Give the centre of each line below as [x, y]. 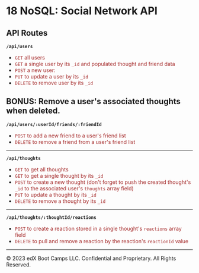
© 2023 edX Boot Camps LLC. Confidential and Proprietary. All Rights [91, 258]
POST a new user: [35, 70]
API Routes [27, 33]
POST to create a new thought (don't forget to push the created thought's [103, 182]
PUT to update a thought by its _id [55, 194]
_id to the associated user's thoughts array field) [74, 188]
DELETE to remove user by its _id [54, 83]
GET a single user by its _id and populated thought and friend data [95, 64]
